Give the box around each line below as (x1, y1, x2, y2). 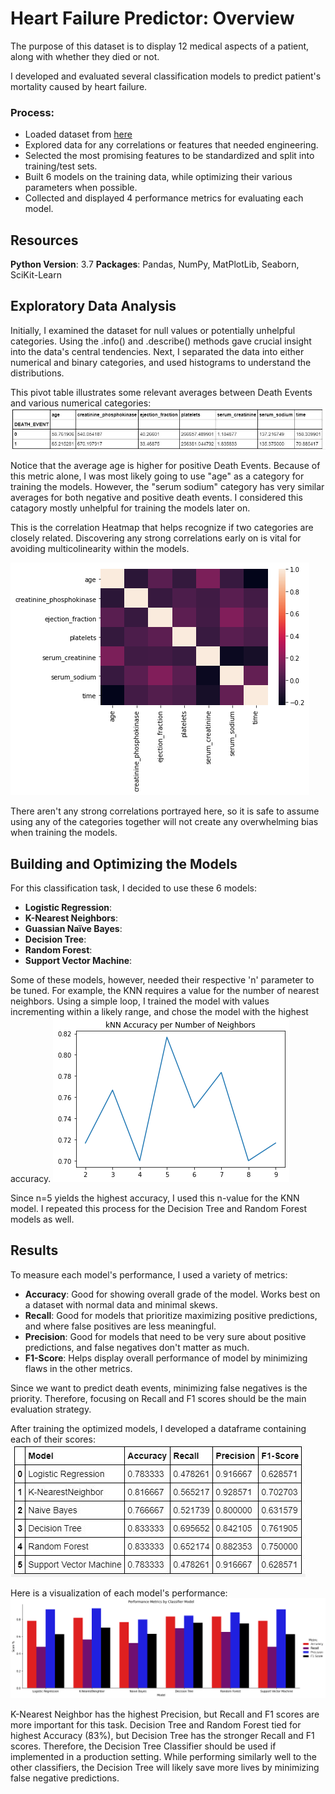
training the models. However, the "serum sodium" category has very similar (10, 481, 325, 493)
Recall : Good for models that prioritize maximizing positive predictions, (24, 1309, 318, 1321)
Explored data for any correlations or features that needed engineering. (24, 139, 319, 151)
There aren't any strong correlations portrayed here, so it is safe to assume (10, 805, 320, 817)
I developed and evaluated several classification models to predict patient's (10, 70, 322, 82)
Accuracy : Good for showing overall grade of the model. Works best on (24, 1288, 321, 1300)
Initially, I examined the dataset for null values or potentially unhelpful (10, 324, 296, 336)
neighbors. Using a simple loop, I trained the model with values (10, 995, 270, 1007)
